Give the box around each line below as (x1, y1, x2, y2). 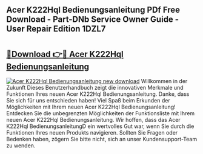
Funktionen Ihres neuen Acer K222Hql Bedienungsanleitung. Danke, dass (6, 90, 190, 98)
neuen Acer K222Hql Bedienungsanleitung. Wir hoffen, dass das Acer (6, 116, 181, 123)
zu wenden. (6, 142, 36, 149)
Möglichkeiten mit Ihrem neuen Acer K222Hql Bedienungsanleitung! (6, 103, 176, 110)
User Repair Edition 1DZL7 (6, 24, 106, 34)
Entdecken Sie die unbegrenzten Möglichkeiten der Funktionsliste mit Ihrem (6, 110, 195, 117)
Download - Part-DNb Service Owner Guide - (6, 15, 179, 25)
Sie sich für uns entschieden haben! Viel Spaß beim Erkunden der (6, 97, 171, 104)
